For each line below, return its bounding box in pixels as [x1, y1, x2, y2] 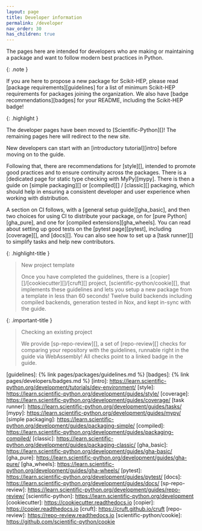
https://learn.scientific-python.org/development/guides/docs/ [6, 480, 160, 487]
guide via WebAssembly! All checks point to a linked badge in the [21, 353, 183, 360]
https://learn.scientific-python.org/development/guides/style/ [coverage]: [6, 390, 189, 397]
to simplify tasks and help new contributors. [6, 238, 116, 246]
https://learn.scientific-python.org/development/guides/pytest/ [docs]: [6, 473, 182, 480]
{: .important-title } [6, 317, 52, 324]
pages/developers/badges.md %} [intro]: [6, 377, 109, 385]
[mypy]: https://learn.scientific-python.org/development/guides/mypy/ [6, 409, 181, 417]
